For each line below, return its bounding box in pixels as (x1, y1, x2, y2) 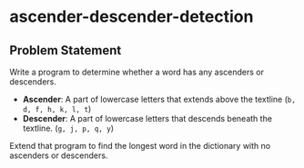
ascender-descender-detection (9, 6, 254, 27)
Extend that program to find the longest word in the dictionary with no (9, 141, 271, 151)
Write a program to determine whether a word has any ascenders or (9, 66, 264, 77)
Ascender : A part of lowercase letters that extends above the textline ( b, (22, 94, 296, 104)
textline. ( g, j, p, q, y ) (22, 123, 115, 133)
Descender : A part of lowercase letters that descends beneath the (22, 114, 273, 124)
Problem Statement (9, 43, 122, 58)
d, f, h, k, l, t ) (22, 104, 92, 114)
